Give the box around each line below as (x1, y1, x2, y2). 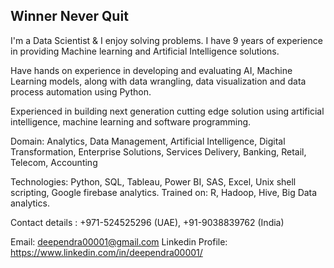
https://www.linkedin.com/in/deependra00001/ (10, 246, 203, 258)
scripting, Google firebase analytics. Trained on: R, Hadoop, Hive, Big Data (10, 186, 318, 198)
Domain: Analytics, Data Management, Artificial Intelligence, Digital (10, 135, 286, 147)
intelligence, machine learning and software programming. (10, 115, 252, 128)
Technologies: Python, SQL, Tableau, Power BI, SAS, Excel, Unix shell (10, 175, 297, 188)
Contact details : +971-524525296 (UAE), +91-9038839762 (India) (10, 216, 285, 228)
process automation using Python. (10, 85, 152, 98)
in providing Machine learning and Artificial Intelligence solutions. (10, 45, 280, 57)
